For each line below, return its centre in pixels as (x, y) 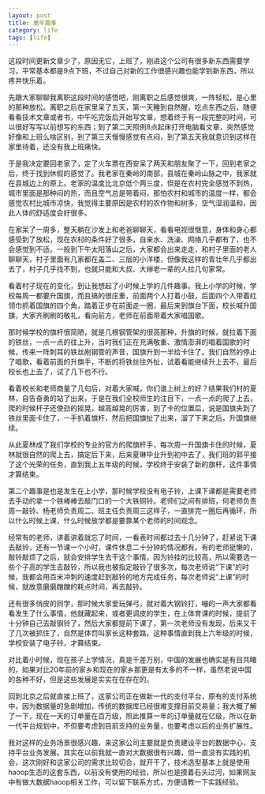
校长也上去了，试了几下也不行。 (60, 372)
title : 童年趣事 (32, 23)
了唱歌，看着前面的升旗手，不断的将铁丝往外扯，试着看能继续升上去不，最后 (132, 362)
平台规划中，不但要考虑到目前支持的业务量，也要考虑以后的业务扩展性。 (139, 726)
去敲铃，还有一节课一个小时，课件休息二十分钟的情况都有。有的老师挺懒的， (132, 547)
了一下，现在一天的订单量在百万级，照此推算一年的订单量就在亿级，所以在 (129, 716)
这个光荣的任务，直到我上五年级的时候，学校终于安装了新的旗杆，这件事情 (136, 464)
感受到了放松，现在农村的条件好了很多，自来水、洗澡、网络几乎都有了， (125, 240)
